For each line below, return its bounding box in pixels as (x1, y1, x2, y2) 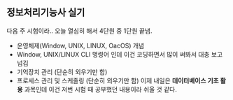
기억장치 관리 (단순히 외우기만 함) (16, 67, 108, 76)
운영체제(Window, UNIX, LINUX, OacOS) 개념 (16, 41, 145, 50)
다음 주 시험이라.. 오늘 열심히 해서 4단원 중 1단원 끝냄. (6, 27, 153, 35)
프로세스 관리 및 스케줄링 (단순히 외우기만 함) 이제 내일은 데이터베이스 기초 (16, 76, 219, 85)
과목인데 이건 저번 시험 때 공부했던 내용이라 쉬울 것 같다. (24, 85, 178, 93)
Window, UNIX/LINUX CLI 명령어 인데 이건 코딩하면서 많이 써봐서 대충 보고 (16, 50, 223, 58)
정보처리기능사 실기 (6, 6, 85, 19)
